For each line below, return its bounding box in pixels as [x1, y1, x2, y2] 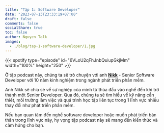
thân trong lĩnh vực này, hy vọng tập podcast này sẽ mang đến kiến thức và [5, 117, 158, 123]
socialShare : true [5, 26, 43, 30]
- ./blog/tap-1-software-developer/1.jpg [9, 44, 96, 49]
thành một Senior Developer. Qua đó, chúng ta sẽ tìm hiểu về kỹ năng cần [5, 92, 155, 98]
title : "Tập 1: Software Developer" [5, 7, 80, 12]
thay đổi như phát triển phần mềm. [5, 102, 75, 108]
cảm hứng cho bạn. [5, 122, 45, 128]
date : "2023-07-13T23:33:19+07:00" [5, 12, 78, 17]
